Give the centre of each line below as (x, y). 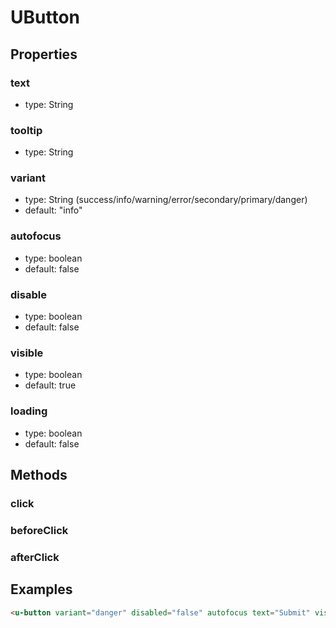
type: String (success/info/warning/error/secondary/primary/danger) (166, 200)
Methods (39, 475)
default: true (50, 385)
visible (27, 353)
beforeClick (39, 530)
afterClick (35, 557)
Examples (41, 589)
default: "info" (53, 210)
